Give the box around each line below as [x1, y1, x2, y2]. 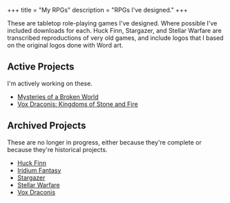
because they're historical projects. [7, 145, 108, 153]
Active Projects [7, 61, 75, 73]
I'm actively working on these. [7, 79, 93, 87]
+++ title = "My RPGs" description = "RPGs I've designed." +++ [7, 6, 188, 14]
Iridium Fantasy [17, 166, 61, 174]
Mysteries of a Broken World [17, 92, 99, 100]
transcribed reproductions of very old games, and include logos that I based [7, 34, 224, 42]
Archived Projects [7, 120, 86, 131]
